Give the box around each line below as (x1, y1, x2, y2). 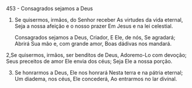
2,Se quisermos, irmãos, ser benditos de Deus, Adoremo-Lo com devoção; (6, 52, 187, 58)
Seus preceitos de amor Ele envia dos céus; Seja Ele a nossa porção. (6, 58, 173, 65)
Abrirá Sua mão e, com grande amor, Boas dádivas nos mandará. (14, 40, 172, 47)
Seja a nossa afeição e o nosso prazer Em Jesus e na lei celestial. (14, 23, 173, 29)
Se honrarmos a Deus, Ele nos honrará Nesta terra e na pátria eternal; (14, 69, 183, 76)
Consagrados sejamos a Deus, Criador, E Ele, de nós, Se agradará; (14, 34, 176, 40)
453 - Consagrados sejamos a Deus (6, 5, 93, 12)
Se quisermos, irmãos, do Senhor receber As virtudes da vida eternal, (14, 16, 183, 23)
